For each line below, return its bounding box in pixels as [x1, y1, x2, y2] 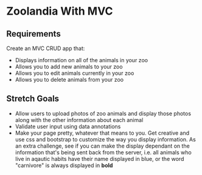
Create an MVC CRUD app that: [6, 45, 85, 52]
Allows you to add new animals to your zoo [15, 63, 123, 70]
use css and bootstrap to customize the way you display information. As [15, 135, 196, 143]
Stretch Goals [6, 93, 60, 104]
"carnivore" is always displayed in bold [15, 162, 113, 169]
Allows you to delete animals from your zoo [15, 76, 124, 83]
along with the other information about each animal [15, 116, 144, 123]
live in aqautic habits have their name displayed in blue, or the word [15, 155, 184, 162]
